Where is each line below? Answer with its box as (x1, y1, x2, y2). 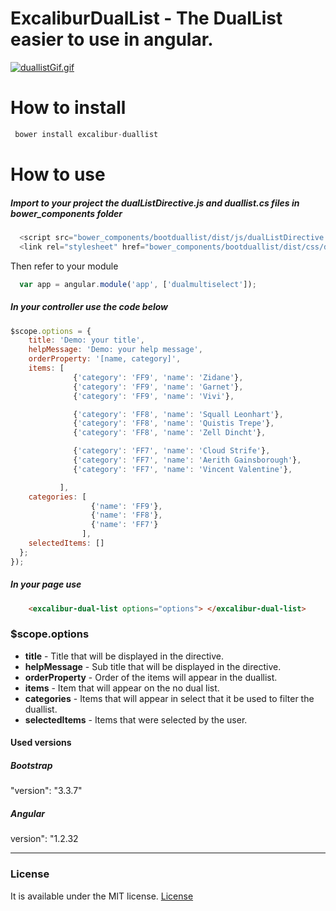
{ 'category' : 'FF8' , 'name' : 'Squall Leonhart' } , (73, 409, 284, 419)
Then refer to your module (10, 260, 119, 272)
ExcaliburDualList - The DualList (10, 7, 283, 30)
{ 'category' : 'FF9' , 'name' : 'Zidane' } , (73, 372, 244, 382)
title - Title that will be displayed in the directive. (24, 650, 225, 662)
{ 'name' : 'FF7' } (90, 520, 159, 530)
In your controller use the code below (10, 301, 168, 313)
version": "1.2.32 (10, 833, 79, 845)
